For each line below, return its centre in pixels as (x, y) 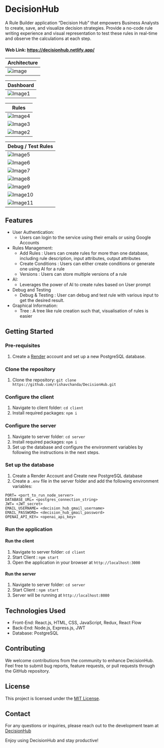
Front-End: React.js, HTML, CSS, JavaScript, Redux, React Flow (77, 622)
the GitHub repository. (28, 671)
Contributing (25, 649)
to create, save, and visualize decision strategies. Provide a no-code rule (79, 28)
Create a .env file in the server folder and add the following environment (85, 481)
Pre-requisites (23, 345)
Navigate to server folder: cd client (49, 552)
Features (19, 220)
